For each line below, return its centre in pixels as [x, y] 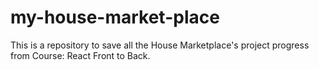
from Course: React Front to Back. [80, 55]
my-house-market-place [115, 17]
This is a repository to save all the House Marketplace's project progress [160, 45]
